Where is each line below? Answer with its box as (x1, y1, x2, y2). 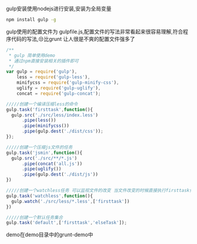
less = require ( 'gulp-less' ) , (16, 74, 91, 80)
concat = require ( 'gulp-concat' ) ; (16, 90, 101, 97)
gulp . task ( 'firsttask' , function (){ (6, 106, 93, 112)
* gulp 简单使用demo (8, 52, 56, 59)
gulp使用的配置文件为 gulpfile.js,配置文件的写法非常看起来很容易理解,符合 (6, 28, 184, 35)
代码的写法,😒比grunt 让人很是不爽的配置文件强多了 (11, 35, 135, 42)
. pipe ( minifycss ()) (21, 123, 69, 129)
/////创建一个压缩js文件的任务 (6, 144, 73, 150)
